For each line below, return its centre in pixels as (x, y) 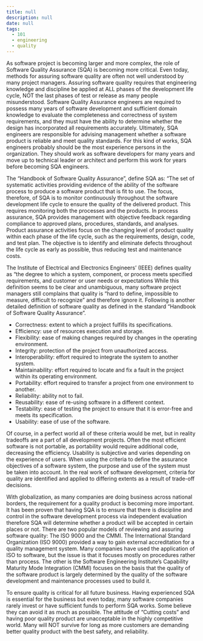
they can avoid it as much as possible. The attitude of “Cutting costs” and (98, 612)
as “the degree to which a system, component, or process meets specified (99, 274)
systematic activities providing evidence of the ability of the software (92, 185)
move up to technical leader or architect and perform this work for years (96, 160)
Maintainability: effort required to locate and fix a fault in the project (99, 370)
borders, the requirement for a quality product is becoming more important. (100, 503)
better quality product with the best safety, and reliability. (78, 631)
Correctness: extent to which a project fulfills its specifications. (94, 324)
